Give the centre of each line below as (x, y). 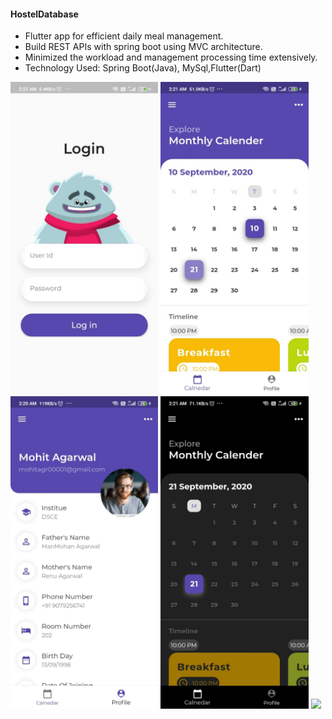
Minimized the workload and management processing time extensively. (171, 57)
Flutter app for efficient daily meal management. (124, 36)
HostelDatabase (44, 14)
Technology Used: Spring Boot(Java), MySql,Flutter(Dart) (143, 68)
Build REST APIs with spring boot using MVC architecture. (143, 47)
